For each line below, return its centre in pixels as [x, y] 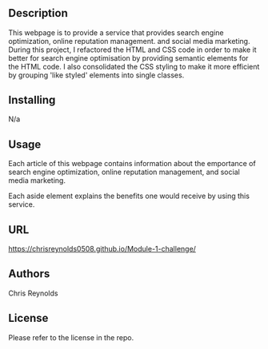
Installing [32, 100]
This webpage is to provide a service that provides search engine [116, 32]
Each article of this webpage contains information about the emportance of [132, 164]
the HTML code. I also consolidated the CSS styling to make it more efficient [134, 66]
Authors [29, 274]
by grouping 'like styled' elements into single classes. [96, 75]
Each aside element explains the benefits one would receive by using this [129, 196]
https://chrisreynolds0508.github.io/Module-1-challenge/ [102, 249]
